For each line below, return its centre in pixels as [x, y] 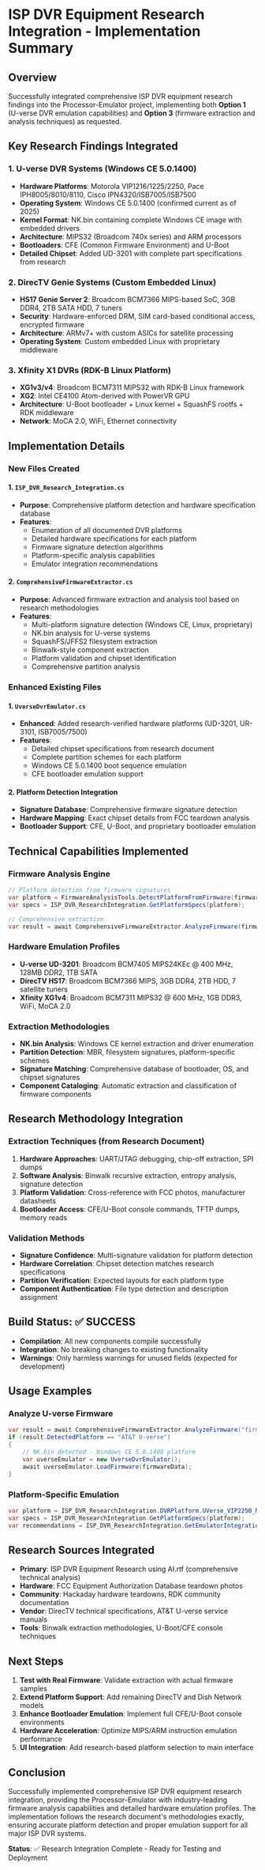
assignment [38, 1297]
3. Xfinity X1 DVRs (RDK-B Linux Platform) [90, 370]
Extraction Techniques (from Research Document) [106, 1142]
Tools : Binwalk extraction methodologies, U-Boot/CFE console [121, 1628]
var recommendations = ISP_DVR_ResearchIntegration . [97, 1525]
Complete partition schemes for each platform [106, 757]
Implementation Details [67, 446]
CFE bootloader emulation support [87, 774]
